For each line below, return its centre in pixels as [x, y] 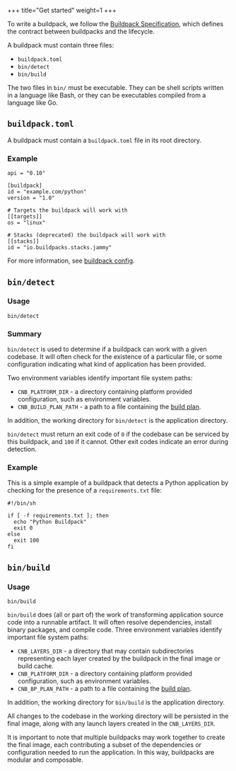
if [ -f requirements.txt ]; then [58, 516]
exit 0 [23, 528]
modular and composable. [45, 760]
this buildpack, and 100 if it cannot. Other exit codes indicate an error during [118, 442]
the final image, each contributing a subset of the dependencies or [105, 745]
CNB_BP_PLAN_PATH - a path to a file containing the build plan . [105, 689]
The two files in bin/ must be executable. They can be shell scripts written [116, 87]
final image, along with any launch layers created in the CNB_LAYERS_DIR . [111, 724]
